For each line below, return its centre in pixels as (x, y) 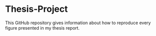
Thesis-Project (36, 9)
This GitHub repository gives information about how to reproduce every (78, 23)
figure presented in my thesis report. (43, 28)
